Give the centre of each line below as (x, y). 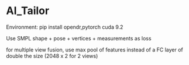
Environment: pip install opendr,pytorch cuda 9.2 (65, 27)
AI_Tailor (28, 11)
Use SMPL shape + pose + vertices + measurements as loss (79, 38)
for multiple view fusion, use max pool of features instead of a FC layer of (94, 49)
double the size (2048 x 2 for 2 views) (52, 56)
